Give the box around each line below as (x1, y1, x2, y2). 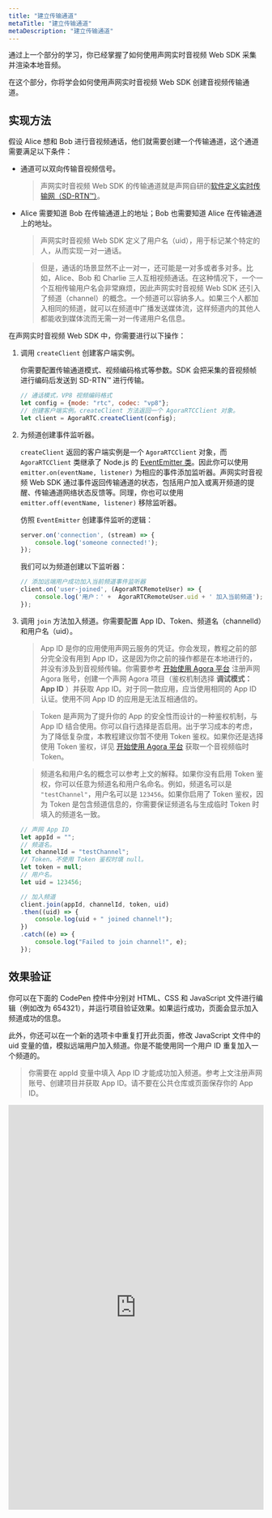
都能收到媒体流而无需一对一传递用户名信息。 (40, 313, 190, 324)
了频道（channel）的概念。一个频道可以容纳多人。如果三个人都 (40, 293, 252, 304)
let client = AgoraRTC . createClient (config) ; (19, 414, 176, 422)
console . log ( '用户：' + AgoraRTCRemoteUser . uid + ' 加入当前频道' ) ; (35, 593, 264, 602)
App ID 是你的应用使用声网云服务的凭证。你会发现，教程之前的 (40, 643, 250, 653)
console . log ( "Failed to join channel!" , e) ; (35, 938, 188, 946)
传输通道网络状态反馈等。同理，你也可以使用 (34, 487, 184, 497)
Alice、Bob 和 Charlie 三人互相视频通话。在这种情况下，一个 (54, 273, 257, 283)
